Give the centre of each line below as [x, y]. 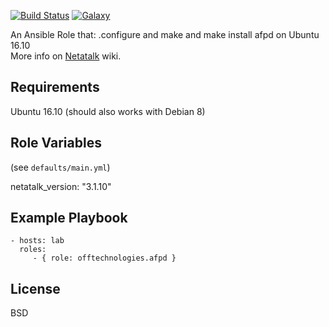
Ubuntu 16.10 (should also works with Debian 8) [108, 111]
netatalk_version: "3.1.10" [61, 186]
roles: [33, 250]
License [35, 288]
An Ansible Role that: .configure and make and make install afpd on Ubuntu [165, 34]
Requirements [55, 87]
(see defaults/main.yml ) [60, 167]
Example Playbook [69, 218]
